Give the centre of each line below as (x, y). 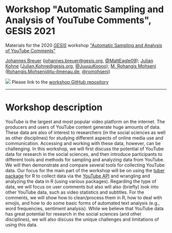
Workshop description (54, 108)
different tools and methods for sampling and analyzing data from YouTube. (85, 159)
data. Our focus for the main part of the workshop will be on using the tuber (85, 170)
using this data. (21, 225)
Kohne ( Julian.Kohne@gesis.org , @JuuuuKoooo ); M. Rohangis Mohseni (81, 66)
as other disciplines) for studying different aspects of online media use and (84, 138)
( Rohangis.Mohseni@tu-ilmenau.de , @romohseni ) (58, 71)
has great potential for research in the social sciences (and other (73, 214)
